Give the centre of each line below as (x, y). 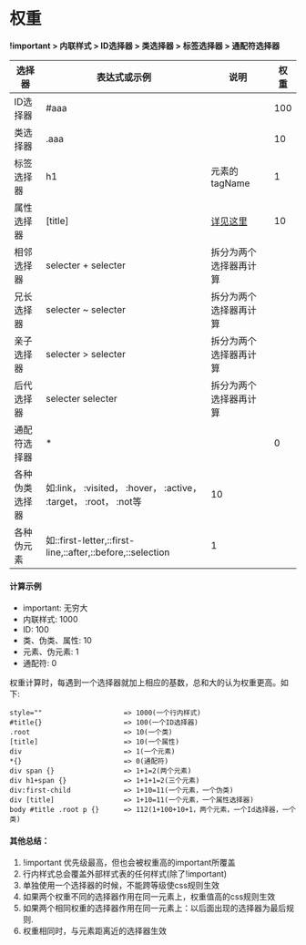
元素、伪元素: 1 (51, 652)
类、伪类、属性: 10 (57, 641)
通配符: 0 (40, 663)
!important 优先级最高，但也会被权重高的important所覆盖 (129, 863)
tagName (230, 183)
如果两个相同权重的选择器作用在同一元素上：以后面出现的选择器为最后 (154, 909)
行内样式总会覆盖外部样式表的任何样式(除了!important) (125, 874)
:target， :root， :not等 (94, 501)
